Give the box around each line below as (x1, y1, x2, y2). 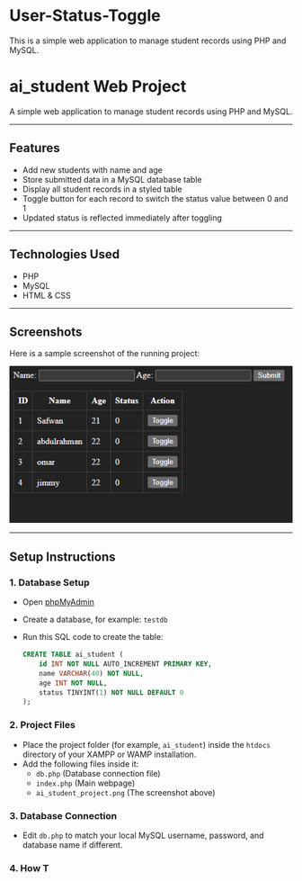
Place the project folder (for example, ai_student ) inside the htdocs (22, 739, 271, 750)
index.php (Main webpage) (35, 778, 136, 788)
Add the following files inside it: (22, 758, 139, 769)
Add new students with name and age (22, 164, 164, 175)
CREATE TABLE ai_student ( (22, 650, 124, 660)
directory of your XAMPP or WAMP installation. (22, 749, 197, 760)
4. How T (9, 861, 49, 874)
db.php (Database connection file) (35, 768, 161, 778)
